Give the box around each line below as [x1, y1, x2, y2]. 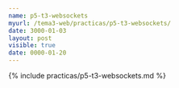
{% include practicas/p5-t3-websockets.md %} [8, 71, 167, 80]
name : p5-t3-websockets [8, 11, 89, 20]
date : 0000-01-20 [8, 49, 67, 57]
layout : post [8, 34, 52, 42]
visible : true [8, 42, 56, 50]
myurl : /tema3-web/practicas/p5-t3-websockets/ [8, 19, 172, 27]
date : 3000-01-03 [8, 26, 67, 34]
